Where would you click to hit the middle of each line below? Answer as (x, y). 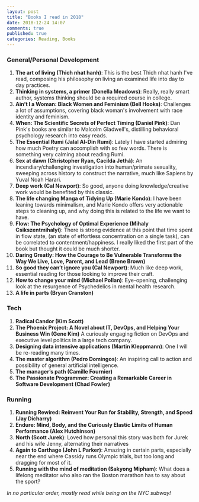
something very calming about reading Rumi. (70, 155)
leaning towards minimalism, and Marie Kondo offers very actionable (99, 205)
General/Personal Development (53, 60)
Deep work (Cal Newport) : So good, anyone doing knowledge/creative (102, 186)
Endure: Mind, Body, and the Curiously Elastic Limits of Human (94, 424)
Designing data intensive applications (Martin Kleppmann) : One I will (102, 346)
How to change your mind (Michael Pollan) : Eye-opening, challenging (101, 280)
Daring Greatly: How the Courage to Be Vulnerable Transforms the (99, 255)
